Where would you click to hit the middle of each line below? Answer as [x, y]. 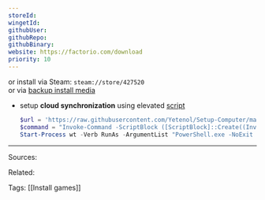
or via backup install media [52, 90]
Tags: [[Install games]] [45, 187]
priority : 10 [30, 60]
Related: [22, 172]
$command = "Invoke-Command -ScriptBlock [89, 127]
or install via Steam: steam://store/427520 [76, 81]
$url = [30, 120]
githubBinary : [32, 45]
